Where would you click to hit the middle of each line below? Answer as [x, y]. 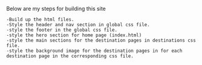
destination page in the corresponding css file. [70, 56]
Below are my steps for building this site [56, 9]
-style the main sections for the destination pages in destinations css [101, 41]
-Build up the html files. [40, 20]
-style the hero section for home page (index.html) [74, 35]
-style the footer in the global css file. [62, 30]
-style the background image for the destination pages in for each [94, 51]
